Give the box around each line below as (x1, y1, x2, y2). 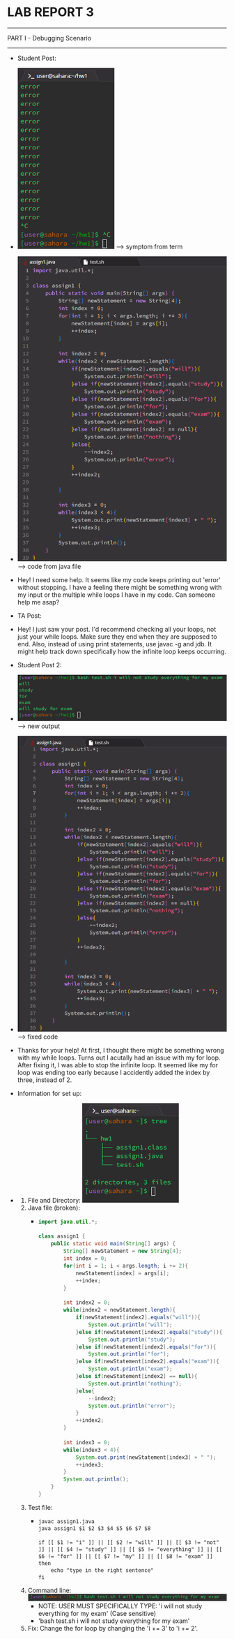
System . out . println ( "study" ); (88, 1336, 176, 1343)
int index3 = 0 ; (63, 1439, 111, 1446)
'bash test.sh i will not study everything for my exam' (38, 1617, 190, 1625)
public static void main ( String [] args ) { (51, 1240, 176, 1247)
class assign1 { (38, 1233, 86, 1240)
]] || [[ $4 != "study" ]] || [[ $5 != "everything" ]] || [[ (38, 1545, 223, 1553)
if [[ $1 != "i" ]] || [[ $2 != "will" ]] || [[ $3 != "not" (38, 1538, 219, 1546)
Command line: (27, 1586, 72, 1594)
